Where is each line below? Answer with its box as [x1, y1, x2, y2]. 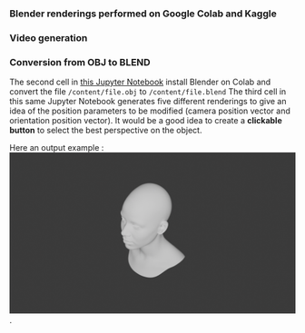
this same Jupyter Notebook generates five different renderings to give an [9, 96, 287, 107]
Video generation [9, 31, 88, 44]
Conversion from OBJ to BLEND [9, 55, 152, 68]
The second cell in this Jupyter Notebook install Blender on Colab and [9, 76, 271, 88]
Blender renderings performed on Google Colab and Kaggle [9, 7, 277, 20]
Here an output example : [9, 142, 104, 153]
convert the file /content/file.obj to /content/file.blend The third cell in [9, 86, 287, 97]
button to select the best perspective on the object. [9, 125, 202, 136]
